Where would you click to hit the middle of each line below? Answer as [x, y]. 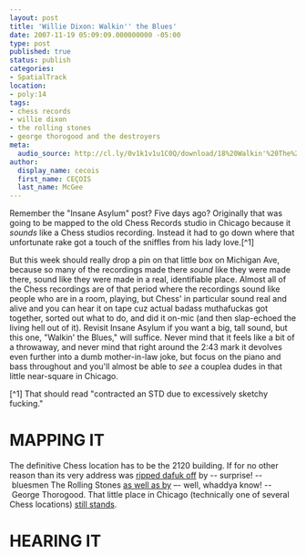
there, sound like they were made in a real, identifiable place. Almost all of [148, 280]
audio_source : [44, 153]
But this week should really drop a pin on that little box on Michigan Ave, [145, 260]
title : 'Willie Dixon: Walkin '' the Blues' [93, 26]
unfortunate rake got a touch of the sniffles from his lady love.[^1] [132, 242]
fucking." [26, 404]
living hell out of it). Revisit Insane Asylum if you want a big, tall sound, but [149, 328]
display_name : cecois [59, 170]
